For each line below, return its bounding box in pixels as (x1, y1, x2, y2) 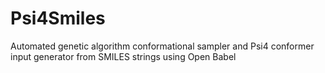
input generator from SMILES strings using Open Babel (10, 50, 237, 62)
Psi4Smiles (10, 7, 106, 30)
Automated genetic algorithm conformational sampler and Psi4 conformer (10, 40, 315, 52)
